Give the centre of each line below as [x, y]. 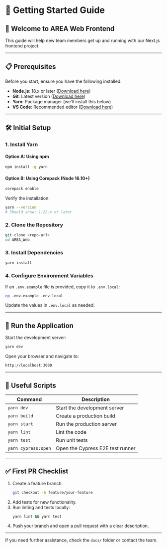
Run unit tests [72, 440]
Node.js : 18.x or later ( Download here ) [51, 91]
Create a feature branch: [38, 483]
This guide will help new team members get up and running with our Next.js [83, 40]
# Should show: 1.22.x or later [39, 212]
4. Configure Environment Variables [49, 276]
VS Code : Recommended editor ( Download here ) [63, 107]
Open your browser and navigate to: [42, 357]
